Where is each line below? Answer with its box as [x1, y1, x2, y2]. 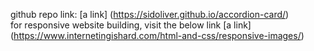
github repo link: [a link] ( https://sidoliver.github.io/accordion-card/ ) [10, 9, 290, 20]
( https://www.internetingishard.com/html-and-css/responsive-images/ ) [10, 30, 305, 41]
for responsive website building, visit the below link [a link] [10, 19, 252, 31]
